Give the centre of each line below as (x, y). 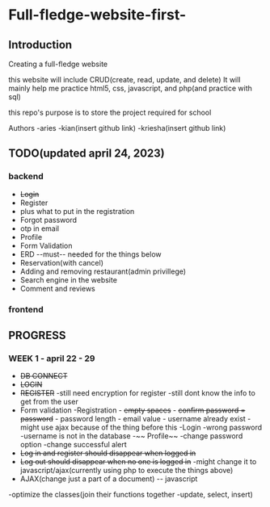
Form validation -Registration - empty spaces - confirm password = (133, 410)
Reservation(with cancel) (61, 262)
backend (26, 177)
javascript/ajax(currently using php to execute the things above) (127, 471)
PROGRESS (37, 335)
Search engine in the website (68, 279)
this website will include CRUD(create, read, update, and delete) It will (124, 80)
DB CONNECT (44, 376)
